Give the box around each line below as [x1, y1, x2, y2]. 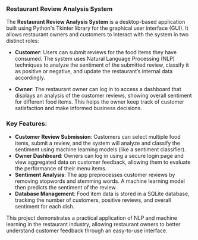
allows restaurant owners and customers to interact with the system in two [6, 31, 189, 38]
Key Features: [6, 120, 48, 128]
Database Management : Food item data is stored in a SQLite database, [14, 190, 190, 197]
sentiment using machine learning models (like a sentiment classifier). [14, 145, 186, 153]
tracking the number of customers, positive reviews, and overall [14, 196, 171, 204]
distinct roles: [6, 38, 40, 45]
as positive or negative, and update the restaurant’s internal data [14, 68, 173, 75]
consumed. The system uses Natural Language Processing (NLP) [14, 55, 175, 63]
